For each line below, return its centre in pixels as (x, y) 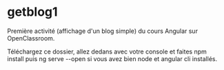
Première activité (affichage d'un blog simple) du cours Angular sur (103, 31)
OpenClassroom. (31, 38)
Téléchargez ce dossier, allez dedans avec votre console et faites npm (107, 51)
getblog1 (32, 12)
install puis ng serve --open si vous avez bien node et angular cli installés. (112, 58)
